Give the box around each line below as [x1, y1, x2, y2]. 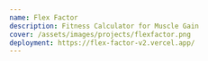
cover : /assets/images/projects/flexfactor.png [9, 30, 192, 39]
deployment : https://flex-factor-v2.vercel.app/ [9, 38, 195, 48]
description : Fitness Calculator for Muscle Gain [9, 22, 200, 30]
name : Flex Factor [9, 13, 78, 22]
